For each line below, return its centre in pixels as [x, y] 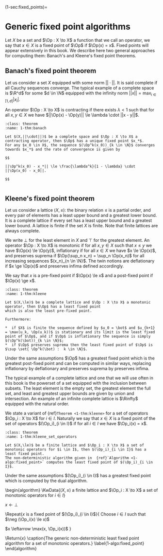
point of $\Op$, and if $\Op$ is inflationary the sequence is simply [78, 337]
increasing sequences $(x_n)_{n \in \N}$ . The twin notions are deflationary [80, 261]
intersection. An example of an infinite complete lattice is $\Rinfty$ [72, 399]
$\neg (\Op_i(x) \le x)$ [27, 520]
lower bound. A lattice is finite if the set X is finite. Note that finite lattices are [81, 226]
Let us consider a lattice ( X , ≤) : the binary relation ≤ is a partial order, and [78, 210]
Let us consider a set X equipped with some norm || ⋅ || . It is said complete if [81, 83]
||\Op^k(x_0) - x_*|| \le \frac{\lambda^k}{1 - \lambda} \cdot [70, 167]
